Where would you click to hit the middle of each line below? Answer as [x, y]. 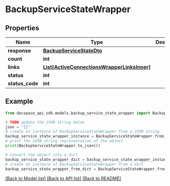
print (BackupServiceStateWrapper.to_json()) [53, 146]
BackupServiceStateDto [72, 51]
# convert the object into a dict [42, 155]
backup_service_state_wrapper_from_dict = [51, 169]
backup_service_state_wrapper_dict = [45, 159]
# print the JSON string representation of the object [64, 141]
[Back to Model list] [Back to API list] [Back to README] [63, 178]
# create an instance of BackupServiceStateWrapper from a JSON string [82, 132]
